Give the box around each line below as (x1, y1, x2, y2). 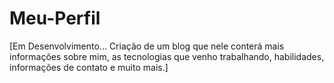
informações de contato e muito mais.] (9, 61, 169, 73)
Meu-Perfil (9, 7, 101, 30)
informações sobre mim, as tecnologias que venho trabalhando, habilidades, (9, 50, 325, 62)
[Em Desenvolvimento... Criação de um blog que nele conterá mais (9, 40, 285, 52)
